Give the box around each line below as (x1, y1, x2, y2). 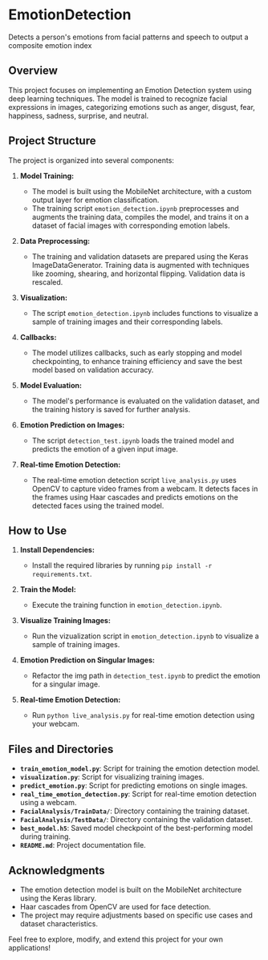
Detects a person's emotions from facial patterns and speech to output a (8, 32, 249, 42)
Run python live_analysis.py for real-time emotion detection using (31, 711, 255, 720)
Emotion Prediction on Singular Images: (19, 655, 155, 665)
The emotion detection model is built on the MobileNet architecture (19, 885, 242, 894)
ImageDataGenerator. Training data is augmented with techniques (31, 260, 250, 269)
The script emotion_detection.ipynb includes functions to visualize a (31, 308, 258, 318)
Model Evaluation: (19, 380, 83, 390)
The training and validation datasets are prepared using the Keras (31, 251, 249, 261)
